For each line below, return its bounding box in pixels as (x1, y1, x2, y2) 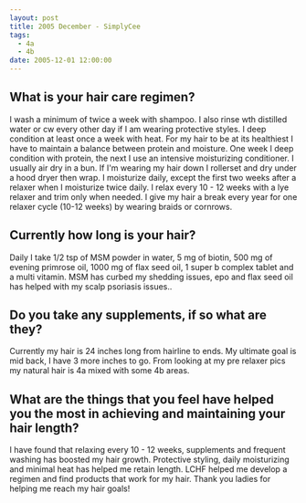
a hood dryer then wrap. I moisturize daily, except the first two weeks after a (9, 172, 297, 183)
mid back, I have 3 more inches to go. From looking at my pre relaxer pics (9, 355, 286, 366)
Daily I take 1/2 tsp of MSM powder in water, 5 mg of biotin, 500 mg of (9, 252, 273, 263)
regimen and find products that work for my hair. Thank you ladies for (9, 474, 271, 485)
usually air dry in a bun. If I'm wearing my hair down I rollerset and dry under (9, 162, 297, 173)
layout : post (9, 13, 59, 23)
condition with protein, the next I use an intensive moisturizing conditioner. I (9, 152, 294, 163)
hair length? (9, 420, 79, 435)
